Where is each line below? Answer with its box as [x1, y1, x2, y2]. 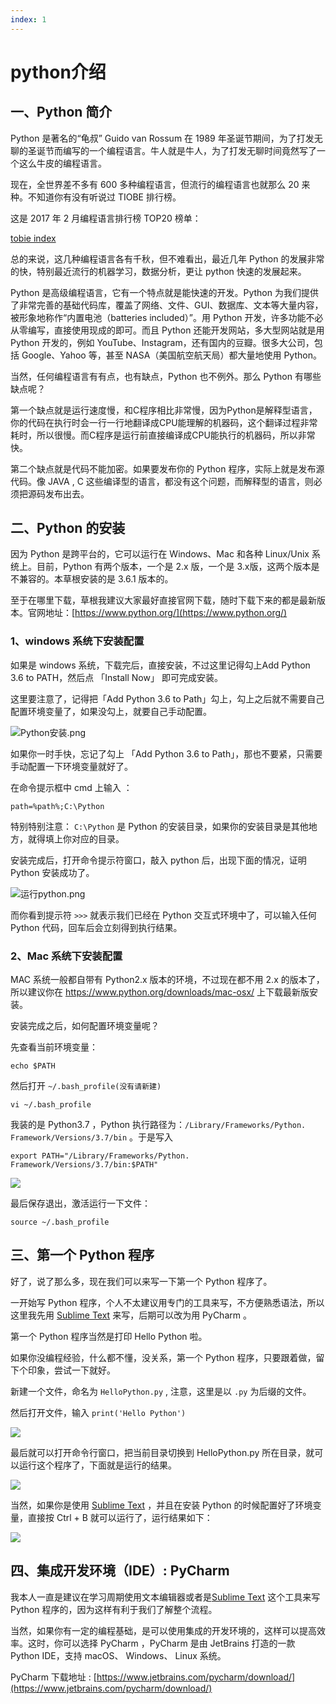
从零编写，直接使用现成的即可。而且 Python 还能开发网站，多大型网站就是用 [10, 324, 325, 336]
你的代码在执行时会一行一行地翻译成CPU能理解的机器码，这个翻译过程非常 [10, 416, 318, 428]
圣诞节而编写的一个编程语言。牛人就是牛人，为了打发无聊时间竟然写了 [27, 144, 317, 156]
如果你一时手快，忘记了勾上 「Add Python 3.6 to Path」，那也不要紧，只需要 [10, 747, 323, 760]
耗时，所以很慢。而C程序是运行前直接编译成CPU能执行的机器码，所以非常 [10, 429, 316, 441]
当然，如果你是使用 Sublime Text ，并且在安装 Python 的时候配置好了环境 [10, 1499, 313, 1511]
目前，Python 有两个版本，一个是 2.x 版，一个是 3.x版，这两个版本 [36, 561, 312, 573]
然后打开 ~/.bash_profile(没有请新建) [10, 1080, 162, 1092]
